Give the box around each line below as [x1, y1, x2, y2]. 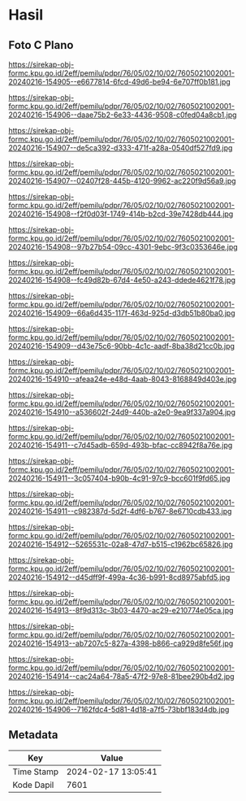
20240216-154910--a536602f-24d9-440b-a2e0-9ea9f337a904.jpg [8, 407, 235, 416]
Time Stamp [12, 766, 59, 777]
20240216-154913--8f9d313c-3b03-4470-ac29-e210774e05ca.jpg [8, 606, 234, 615]
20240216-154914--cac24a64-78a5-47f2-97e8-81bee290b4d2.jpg [8, 672, 235, 681]
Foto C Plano [8, 38, 74, 52]
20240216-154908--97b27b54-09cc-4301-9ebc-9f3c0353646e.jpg [8, 242, 238, 251]
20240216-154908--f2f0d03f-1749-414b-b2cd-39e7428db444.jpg [8, 209, 234, 219]
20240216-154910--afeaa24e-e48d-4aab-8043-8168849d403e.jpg [8, 374, 237, 384]
